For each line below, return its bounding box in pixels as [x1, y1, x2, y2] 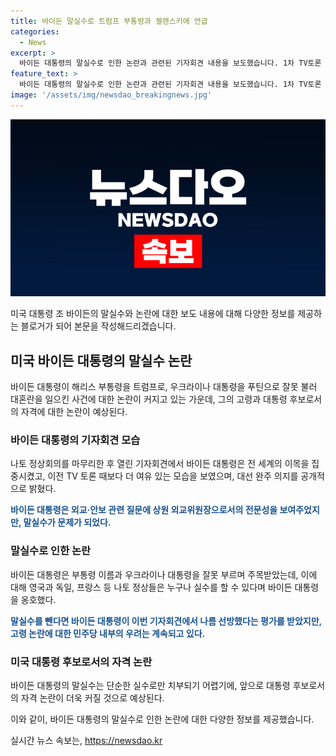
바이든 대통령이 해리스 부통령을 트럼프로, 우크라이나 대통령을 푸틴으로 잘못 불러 [10, 381, 318, 393]
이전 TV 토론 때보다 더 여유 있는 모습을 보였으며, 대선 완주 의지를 [47, 470, 299, 482]
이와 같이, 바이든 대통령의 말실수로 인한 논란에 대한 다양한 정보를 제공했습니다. [10, 713, 315, 725]
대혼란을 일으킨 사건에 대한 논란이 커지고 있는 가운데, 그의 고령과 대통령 [10, 393, 288, 405]
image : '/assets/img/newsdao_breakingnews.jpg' [10, 90, 213, 100]
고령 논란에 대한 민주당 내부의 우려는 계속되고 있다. [10, 627, 206, 639]
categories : [10, 26, 60, 37]
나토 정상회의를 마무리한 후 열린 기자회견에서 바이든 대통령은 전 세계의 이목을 [10, 458, 310, 470]
